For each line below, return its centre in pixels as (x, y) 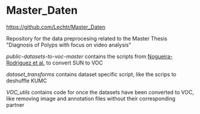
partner (16, 104)
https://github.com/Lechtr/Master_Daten (56, 27)
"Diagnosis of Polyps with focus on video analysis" (69, 45)
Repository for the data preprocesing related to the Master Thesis (87, 38)
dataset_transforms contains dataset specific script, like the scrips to (91, 74)
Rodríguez (19, 63)
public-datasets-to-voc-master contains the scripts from (76, 56)
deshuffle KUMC (27, 81)
